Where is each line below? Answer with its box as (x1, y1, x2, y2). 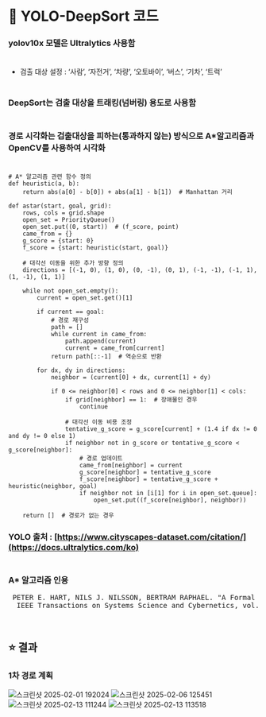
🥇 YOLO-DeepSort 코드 (8, 7, 159, 25)
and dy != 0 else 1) (8, 432, 77, 440)
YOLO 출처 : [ (8, 531, 58, 542)
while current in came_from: (50, 330, 148, 338)
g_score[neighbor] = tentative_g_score (79, 468, 212, 476)
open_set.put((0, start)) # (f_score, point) (22, 223, 179, 231)
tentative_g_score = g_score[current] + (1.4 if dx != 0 (64, 424, 258, 433)
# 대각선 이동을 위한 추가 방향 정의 (22, 259, 124, 267)
